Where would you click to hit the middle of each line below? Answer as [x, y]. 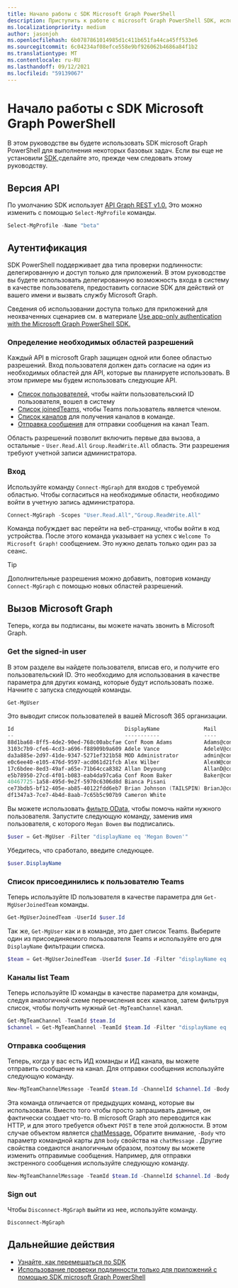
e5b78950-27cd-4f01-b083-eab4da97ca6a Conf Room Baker [90, 775]
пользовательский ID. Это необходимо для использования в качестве [114, 674]
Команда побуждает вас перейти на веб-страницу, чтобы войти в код [113, 529]
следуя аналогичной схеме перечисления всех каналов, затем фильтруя [118, 1001]
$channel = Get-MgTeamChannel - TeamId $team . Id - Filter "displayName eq [117, 1027]
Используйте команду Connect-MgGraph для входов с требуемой [103, 487]
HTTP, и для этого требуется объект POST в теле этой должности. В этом [118, 1125]
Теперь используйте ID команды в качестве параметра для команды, [113, 993]
